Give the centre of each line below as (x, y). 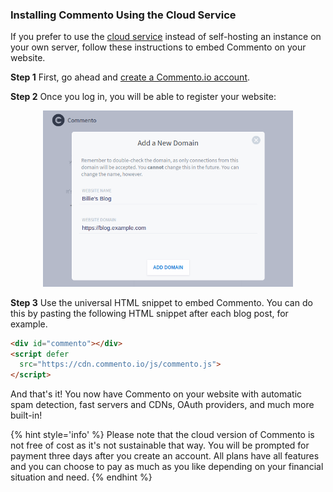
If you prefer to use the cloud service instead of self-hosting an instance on (166, 37)
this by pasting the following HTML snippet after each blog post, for (149, 313)
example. (29, 324)
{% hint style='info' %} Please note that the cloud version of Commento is (162, 435)
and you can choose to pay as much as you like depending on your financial (167, 467)
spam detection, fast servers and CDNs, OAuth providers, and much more (162, 405)
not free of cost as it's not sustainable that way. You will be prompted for (160, 445)
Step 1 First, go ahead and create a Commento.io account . (130, 77)
